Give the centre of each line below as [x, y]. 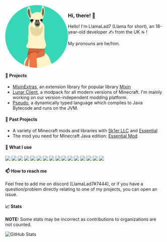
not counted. [18, 224]
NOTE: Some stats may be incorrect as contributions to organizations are [81, 219]
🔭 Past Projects [21, 119]
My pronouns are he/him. [94, 44]
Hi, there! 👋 [82, 16]
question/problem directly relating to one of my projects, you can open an [81, 189]
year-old [77, 32]
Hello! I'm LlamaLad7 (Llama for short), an [111, 27]
